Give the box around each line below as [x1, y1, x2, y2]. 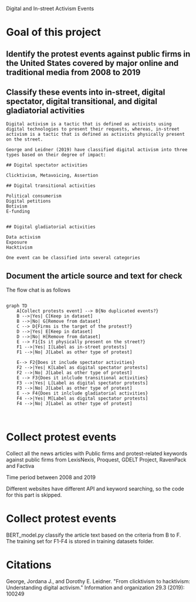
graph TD [6, 303, 28, 309]
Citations [6, 558, 52, 572]
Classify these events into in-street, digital [6, 87, 165, 97]
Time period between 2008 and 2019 [6, 474, 96, 481]
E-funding [6, 209, 31, 215]
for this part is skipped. [6, 491, 62, 499]
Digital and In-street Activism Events [6, 5, 94, 12]
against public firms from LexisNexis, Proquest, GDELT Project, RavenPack [6, 456, 187, 463]
